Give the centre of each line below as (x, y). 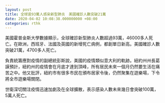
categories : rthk (23, 23)
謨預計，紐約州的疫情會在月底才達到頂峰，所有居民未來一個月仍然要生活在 (80, 67)
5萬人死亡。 (17, 96)
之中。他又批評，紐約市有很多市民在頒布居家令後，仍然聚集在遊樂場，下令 (84, 73)
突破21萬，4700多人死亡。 (32, 50)
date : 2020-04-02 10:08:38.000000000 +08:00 (51, 19)
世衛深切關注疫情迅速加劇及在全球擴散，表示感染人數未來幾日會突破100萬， (82, 89)
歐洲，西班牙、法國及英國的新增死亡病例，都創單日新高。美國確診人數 (89, 44)
